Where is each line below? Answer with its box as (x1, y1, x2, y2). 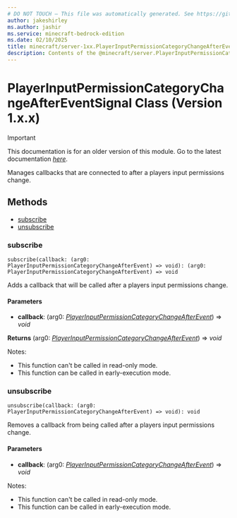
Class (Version (135, 95, 223, 112)
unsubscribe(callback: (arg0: (7, 402, 97, 409)
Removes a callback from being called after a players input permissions (7, 421, 215, 429)
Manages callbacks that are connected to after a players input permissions (7, 168, 224, 176)
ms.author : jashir (7, 23, 61, 30)
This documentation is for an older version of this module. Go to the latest (7, 147, 221, 155)
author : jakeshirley (7, 17, 68, 24)
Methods (7, 196, 48, 208)
